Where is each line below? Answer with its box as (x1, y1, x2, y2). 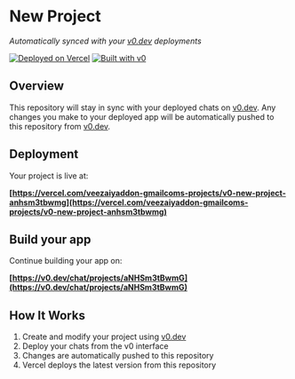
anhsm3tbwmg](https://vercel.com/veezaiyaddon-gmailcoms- (9, 197, 249, 208)
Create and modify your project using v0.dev (21, 331, 187, 343)
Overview (9, 78, 65, 94)
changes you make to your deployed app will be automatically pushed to (9, 111, 275, 122)
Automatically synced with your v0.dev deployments (9, 36, 202, 46)
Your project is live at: (9, 170, 89, 181)
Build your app (9, 232, 92, 247)
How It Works (9, 308, 86, 323)
